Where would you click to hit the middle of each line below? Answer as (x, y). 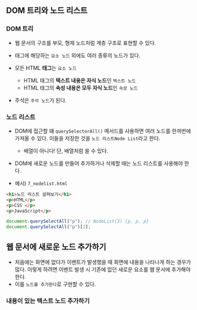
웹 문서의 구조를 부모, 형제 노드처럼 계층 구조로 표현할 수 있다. (85, 42)
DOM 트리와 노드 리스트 (47, 11)
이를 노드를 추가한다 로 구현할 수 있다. (55, 284)
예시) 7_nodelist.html (41, 183)
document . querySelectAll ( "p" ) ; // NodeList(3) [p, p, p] (78, 222)
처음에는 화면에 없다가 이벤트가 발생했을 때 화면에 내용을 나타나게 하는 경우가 (103, 262)
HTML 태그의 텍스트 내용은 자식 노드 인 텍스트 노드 (80, 80)
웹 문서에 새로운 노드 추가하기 (56, 247)
